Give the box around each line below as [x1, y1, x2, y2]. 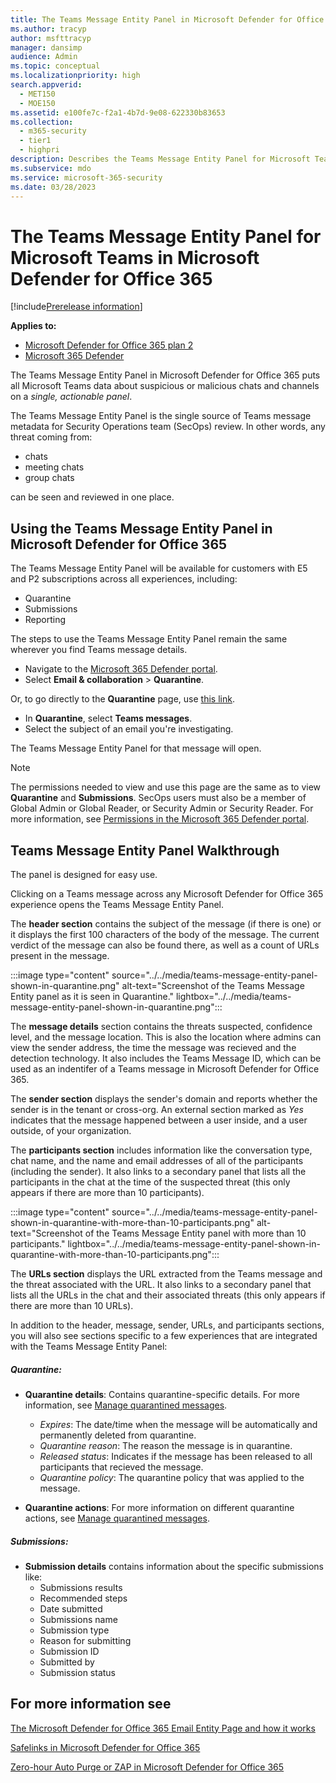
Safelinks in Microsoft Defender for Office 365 [10, 1741, 201, 1753]
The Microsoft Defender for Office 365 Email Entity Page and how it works [10, 1722, 316, 1734]
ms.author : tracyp [10, 24, 87, 34]
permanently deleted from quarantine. [39, 1429, 197, 1441]
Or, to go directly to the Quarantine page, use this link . [10, 693, 235, 705]
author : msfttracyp [10, 33, 92, 43]
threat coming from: [10, 431, 93, 443]
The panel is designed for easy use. [10, 868, 158, 880]
